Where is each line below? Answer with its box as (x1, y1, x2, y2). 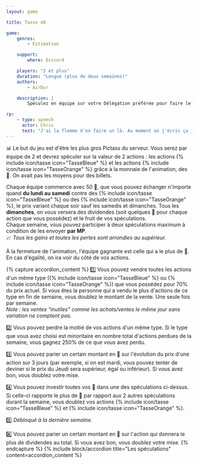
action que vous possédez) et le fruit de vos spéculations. (6, 214, 147, 222)
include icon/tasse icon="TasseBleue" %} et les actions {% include (6, 159, 169, 166)
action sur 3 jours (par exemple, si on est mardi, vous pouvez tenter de (6, 359, 178, 366)
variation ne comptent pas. (6, 312, 72, 319)
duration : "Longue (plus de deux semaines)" (16, 73, 128, 79)
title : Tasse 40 (6, 19, 46, 25)
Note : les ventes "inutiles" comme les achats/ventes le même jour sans (6, 305, 181, 312)
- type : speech (16, 117, 54, 123)
